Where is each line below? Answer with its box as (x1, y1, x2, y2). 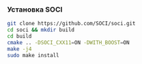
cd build (7, 33, 32, 40)
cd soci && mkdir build (7, 27, 75, 33)
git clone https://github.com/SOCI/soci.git (7, 20, 136, 27)
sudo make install (7, 52, 59, 59)
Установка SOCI (7, 5, 63, 14)
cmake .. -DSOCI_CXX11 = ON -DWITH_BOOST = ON (7, 39, 130, 46)
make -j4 (7, 46, 32, 52)
